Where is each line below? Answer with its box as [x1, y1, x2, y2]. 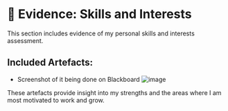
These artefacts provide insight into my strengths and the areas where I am [7, 88, 222, 96]
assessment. [7, 36, 44, 44]
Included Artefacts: [7, 57, 94, 69]
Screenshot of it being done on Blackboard [17, 75, 140, 83]
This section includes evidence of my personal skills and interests [7, 29, 195, 37]
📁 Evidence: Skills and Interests [7, 6, 192, 22]
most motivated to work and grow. [7, 96, 105, 104]
